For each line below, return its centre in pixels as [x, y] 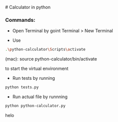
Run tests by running [34, 78]
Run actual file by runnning [40, 97]
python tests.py [22, 87]
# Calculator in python [28, 7]
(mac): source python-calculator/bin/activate [51, 59]
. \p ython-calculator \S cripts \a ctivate [45, 50]
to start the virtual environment [37, 68]
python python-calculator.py [35, 106]
